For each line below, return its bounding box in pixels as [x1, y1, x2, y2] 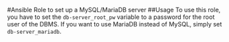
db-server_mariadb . [7, 27, 62, 35]
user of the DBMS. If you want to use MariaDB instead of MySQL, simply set [7, 20, 222, 28]
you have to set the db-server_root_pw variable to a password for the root [7, 13, 215, 21]
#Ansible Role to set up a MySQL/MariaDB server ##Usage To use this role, [7, 6, 221, 14]
